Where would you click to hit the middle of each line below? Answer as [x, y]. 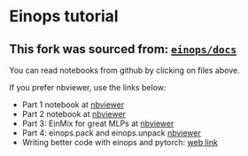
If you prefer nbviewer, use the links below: [88, 87]
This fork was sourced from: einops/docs [123, 49]
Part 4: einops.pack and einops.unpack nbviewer [111, 133]
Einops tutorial [64, 16]
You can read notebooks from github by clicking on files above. [125, 70]
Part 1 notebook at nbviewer [73, 105]
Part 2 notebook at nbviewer [74, 114]
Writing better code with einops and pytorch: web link [120, 142]
